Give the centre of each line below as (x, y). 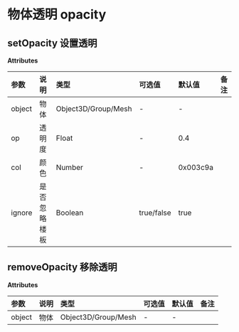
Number (70, 167)
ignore (22, 213)
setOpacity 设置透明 (52, 43)
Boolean (70, 213)
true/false (155, 213)
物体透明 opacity (57, 15)
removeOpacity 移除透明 (62, 267)
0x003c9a (196, 167)
